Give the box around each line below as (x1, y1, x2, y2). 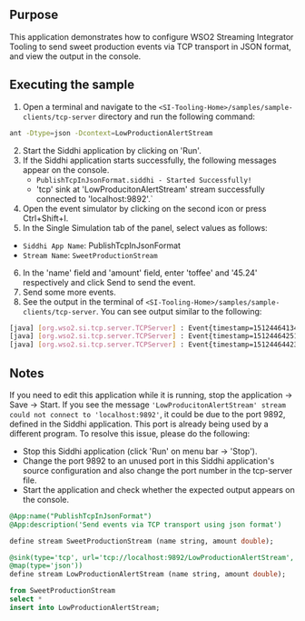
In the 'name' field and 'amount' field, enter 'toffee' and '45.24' (22, 267, 258, 278)
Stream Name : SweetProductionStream (22, 249, 158, 260)
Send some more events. (22, 286, 116, 297)
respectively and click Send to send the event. (22, 276, 196, 287)
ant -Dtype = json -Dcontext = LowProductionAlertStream (9, 128, 213, 137)
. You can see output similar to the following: (95, 305, 262, 316)
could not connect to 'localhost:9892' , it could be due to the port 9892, (9, 408, 286, 419)
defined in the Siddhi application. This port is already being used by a (9, 418, 270, 429)
